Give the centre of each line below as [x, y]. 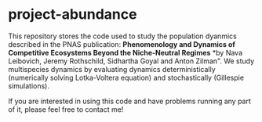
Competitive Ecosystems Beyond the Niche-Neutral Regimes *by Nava [126, 52]
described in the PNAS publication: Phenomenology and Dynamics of [122, 44]
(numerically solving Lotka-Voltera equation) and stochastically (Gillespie [126, 77]
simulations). [29, 86]
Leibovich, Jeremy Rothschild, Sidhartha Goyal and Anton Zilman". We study [131, 61]
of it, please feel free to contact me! [66, 109]
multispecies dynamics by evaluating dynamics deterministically [112, 69]
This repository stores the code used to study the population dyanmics [122, 36]
